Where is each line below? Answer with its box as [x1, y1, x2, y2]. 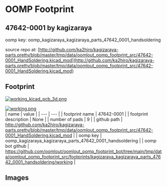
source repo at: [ [5, 47, 40, 52]
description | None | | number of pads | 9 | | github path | [5, 116, 123, 122]
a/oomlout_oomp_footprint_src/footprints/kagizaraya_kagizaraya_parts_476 [5, 153, 161, 159]
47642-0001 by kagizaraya [5, 24, 92, 32]
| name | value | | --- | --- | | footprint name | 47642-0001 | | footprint [5, 111, 148, 117]
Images [5, 173, 29, 182]
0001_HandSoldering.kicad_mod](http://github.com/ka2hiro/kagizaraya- [5, 57, 154, 63]
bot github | [5, 143, 29, 149]
